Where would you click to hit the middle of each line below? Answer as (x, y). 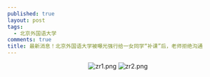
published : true (31, 14)
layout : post (26, 20)
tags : (15, 27)
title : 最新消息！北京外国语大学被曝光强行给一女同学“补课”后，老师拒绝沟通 (105, 46)
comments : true (29, 40)
